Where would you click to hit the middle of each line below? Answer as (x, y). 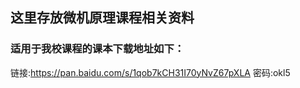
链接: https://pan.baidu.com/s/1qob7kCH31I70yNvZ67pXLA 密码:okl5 (150, 72)
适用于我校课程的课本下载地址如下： (97, 49)
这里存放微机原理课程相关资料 (102, 18)
